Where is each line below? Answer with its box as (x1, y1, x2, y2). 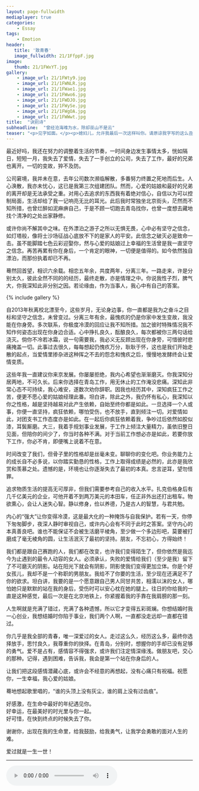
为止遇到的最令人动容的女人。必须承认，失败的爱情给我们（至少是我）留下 (11, 555, 193, 562)
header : (6, 42, 25, 48)
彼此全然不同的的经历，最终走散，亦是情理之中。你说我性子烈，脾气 (26, 274, 193, 281)
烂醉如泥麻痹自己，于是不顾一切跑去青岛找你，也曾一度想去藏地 (37, 205, 193, 212)
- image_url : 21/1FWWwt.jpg (17, 114, 86, 120)
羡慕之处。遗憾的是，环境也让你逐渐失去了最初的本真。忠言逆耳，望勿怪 (16, 465, 193, 472)
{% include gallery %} (6, 294, 60, 301)
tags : (6, 31, 20, 37)
